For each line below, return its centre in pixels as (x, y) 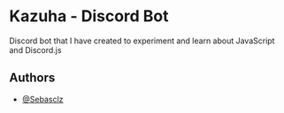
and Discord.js (35, 49)
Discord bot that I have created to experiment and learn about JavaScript (142, 41)
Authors (32, 78)
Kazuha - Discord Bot (89, 16)
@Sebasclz (42, 99)
